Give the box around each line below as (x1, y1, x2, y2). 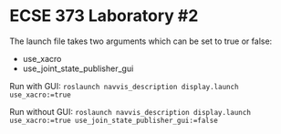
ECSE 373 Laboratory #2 (9, 5, 199, 26)
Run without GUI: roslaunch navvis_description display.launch (9, 106, 251, 117)
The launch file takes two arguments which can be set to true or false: (9, 36, 273, 46)
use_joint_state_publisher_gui (22, 63, 134, 74)
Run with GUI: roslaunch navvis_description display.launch (9, 80, 239, 91)
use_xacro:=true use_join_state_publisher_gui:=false (9, 116, 219, 125)
